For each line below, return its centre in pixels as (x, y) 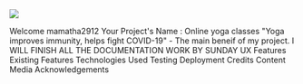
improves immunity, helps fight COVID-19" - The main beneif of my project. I (152, 41)
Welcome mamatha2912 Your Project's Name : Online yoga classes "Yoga (147, 31)
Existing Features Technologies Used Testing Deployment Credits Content (147, 60)
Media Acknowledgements (59, 70)
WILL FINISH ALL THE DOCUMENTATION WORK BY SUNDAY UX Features (148, 50)
